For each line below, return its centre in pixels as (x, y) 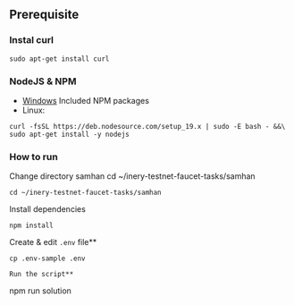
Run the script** (42, 275)
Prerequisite (44, 15)
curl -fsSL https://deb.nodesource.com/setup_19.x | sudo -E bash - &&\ (147, 126)
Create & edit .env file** (53, 242)
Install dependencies (48, 209)
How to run (34, 157)
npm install (31, 226)
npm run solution (40, 291)
